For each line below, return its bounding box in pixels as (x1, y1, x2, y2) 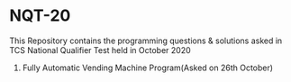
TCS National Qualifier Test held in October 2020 (9, 44, 191, 55)
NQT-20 (9, 5, 71, 26)
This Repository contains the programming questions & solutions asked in (9, 35, 283, 46)
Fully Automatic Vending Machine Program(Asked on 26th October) (22, 62, 273, 73)
